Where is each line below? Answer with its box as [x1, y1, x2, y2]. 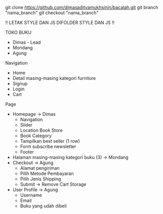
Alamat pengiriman [20, 165, 60, 171]
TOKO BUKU [5, 29, 32, 35]
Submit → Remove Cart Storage [20, 181, 87, 187]
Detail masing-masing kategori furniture [12, 75, 96, 81]
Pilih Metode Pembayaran [20, 170, 74, 176]
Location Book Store [20, 127, 63, 133]
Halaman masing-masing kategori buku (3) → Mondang [12, 155, 129, 160]
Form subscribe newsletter [20, 143, 76, 149]
